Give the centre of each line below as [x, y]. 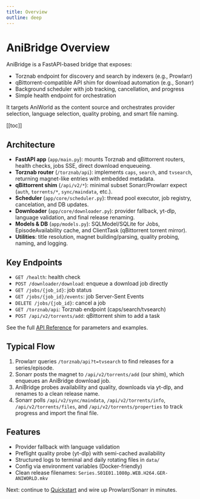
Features [23, 432]
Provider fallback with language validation [67, 447]
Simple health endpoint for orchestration [65, 95]
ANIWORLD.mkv [32, 478]
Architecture [31, 144]
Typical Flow [31, 347]
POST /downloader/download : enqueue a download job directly [92, 284]
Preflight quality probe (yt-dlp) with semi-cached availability [90, 453]
